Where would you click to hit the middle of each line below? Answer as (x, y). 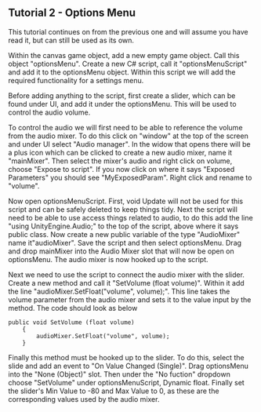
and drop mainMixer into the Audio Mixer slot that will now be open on (121, 251)
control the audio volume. (49, 112)
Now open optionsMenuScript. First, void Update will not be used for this (126, 201)
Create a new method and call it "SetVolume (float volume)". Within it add (126, 283)
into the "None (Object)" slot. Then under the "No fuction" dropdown (120, 374)
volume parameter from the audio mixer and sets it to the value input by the (130, 299)
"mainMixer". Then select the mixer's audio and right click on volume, (120, 161)
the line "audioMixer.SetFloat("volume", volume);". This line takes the (119, 291)
